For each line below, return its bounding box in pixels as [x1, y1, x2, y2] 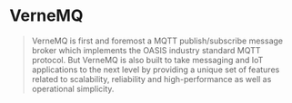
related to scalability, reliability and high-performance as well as [31, 73, 272, 84]
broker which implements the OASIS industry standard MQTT [31, 44, 261, 55]
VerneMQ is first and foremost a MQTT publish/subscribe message [31, 35, 284, 46]
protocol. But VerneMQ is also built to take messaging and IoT [31, 54, 264, 65]
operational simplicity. [31, 83, 115, 94]
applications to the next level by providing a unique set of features [31, 64, 280, 75]
